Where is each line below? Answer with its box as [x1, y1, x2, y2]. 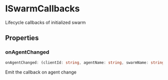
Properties [5, 34, 39, 42]
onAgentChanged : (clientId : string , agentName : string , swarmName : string [5, 60, 164, 65]
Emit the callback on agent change [5, 69, 76, 75]
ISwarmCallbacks [5, 3, 80, 14]
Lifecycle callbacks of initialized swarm [5, 19, 86, 25]
